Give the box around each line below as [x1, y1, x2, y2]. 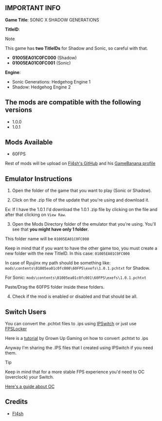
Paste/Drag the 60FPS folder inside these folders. [5, 284, 105, 290]
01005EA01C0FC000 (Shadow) [12, 55, 77, 61]
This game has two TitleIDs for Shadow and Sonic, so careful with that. [5, 45, 148, 51]
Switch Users [5, 308, 47, 316]
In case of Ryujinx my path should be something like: [5, 260, 111, 266]
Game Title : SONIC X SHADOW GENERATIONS [5, 17, 100, 22]
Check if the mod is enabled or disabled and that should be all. [12, 294, 138, 299]
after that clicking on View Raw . [5, 212, 67, 218]
